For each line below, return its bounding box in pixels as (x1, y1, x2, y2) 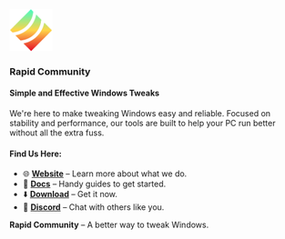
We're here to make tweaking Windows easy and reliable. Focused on (9, 108, 271, 119)
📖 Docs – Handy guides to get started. (22, 178, 167, 190)
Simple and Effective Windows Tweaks (9, 87, 160, 99)
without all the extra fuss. (9, 127, 105, 138)
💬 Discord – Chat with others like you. (22, 202, 165, 213)
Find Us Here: (9, 148, 62, 159)
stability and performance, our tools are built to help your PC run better (9, 118, 276, 129)
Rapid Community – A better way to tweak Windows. (9, 219, 209, 231)
